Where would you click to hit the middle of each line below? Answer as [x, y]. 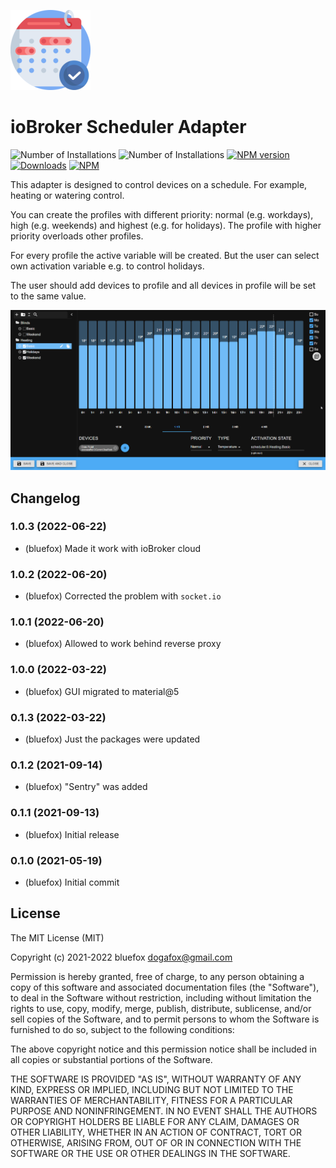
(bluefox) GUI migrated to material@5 [102, 691]
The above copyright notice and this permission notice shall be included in [163, 1049]
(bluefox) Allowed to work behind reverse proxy [123, 644]
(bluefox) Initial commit [72, 882]
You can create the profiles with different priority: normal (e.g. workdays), [162, 214]
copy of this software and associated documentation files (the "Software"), [165, 987]
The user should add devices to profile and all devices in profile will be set [163, 285]
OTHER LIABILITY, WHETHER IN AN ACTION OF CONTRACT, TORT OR [156, 1132]
